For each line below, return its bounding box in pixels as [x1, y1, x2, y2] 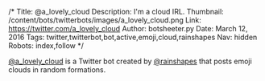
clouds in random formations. [8, 65, 106, 75]
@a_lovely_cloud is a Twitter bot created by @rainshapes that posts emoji [8, 56, 252, 66]
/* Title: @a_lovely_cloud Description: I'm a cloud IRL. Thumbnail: [8, 7, 224, 16]
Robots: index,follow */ [8, 41, 85, 51]
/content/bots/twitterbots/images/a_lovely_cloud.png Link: [8, 15, 201, 25]
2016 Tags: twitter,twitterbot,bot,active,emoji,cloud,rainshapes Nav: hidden [8, 32, 258, 42]
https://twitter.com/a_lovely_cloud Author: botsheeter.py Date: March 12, [8, 24, 248, 33]
